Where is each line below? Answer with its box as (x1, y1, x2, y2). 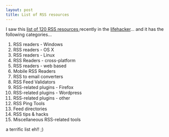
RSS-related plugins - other (13, 95, 70, 101)
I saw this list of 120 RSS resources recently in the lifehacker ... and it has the (6, 26, 164, 32)
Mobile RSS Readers (13, 68, 56, 74)
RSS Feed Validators (13, 79, 55, 85)
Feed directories (13, 106, 47, 112)
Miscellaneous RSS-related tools (13, 116, 81, 122)
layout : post (6, 7, 33, 13)
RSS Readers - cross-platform (13, 57, 76, 63)
